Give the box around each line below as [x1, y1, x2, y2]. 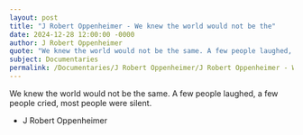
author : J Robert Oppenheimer [9, 38, 124, 48]
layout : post [9, 13, 59, 22]
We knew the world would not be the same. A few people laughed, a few [9, 87, 279, 99]
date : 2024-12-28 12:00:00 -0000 [9, 30, 135, 39]
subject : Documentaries [9, 55, 99, 64]
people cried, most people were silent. [9, 97, 152, 108]
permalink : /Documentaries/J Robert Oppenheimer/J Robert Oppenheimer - [9, 64, 289, 73]
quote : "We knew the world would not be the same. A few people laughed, [9, 47, 293, 56]
